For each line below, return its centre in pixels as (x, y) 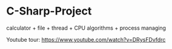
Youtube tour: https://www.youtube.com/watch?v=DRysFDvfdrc (86, 39)
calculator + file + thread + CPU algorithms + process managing (86, 28)
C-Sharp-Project (49, 11)
